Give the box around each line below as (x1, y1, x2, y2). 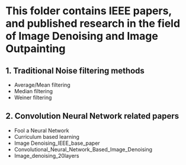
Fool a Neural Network (14, 126, 69, 134)
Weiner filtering (14, 94, 52, 101)
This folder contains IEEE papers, (5, 4, 172, 18)
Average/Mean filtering (14, 81, 70, 88)
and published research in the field (5, 17, 181, 30)
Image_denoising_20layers (14, 152, 79, 159)
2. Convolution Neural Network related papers (5, 111, 179, 121)
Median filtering (14, 88, 53, 94)
